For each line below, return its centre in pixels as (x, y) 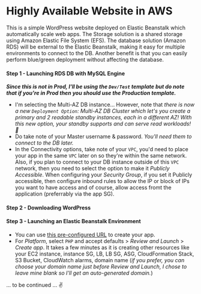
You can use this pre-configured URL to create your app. (85, 235)
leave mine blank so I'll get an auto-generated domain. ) (84, 273)
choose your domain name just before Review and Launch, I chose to (101, 266)
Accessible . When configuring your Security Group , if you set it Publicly (103, 175)
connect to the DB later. (44, 143)
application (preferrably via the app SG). (64, 194)
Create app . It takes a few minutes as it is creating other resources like (102, 247)
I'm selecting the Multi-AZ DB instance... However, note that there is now (105, 105)
